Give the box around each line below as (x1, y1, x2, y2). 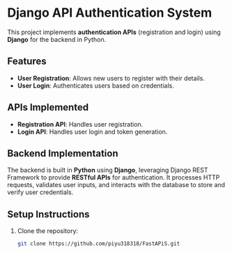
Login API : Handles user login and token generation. (17, 127, 168, 136)
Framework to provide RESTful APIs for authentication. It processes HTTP (7, 173, 220, 182)
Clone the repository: (17, 227, 79, 235)
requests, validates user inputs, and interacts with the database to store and (7, 181, 225, 189)
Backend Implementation (7, 148, 118, 159)
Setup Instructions (7, 208, 90, 220)
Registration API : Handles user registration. (17, 120, 144, 128)
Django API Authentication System (7, 5, 212, 21)
